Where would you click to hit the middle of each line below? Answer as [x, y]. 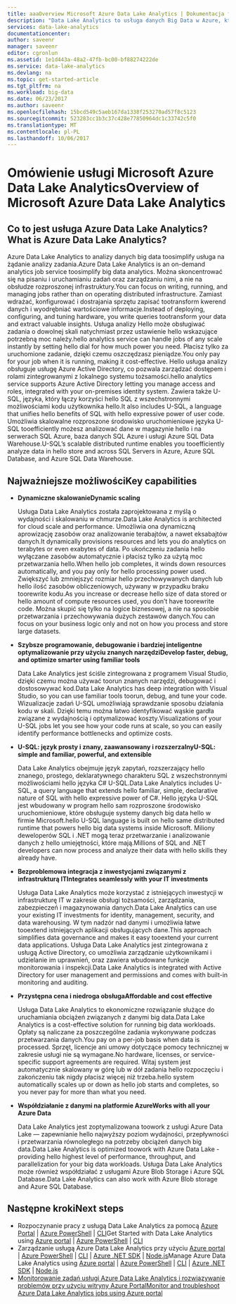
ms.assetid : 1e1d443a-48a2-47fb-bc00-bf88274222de [83, 60]
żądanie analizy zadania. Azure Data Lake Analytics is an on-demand [106, 264]
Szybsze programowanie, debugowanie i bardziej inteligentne [110, 645]
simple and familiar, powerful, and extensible [85, 755]
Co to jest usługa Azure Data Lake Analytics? [108, 228]
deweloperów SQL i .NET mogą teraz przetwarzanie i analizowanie [114, 836]
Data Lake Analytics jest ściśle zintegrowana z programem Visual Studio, [123, 674]
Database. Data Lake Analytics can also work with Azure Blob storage [117, 1179]
